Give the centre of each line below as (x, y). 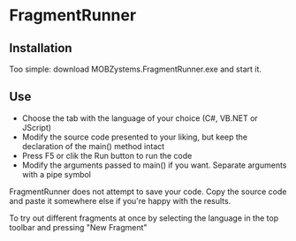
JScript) (36, 127)
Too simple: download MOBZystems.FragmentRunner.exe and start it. (136, 69)
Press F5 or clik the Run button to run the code (107, 155)
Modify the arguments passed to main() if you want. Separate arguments (154, 165)
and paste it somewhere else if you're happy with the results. (120, 200)
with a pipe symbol (56, 174)
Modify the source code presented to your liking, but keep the (135, 137)
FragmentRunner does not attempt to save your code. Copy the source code (148, 192)
